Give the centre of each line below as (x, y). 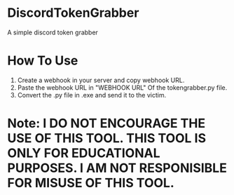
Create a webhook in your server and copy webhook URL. (101, 80)
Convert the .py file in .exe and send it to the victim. (92, 95)
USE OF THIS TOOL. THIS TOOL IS (107, 139)
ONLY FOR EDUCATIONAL (84, 153)
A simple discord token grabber (53, 32)
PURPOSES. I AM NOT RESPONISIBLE (117, 168)
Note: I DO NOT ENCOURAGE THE (106, 123)
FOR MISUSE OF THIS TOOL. (91, 183)
